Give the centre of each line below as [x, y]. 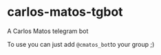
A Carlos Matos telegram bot [48, 31]
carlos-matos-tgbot [65, 12]
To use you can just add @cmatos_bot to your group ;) [81, 44]
